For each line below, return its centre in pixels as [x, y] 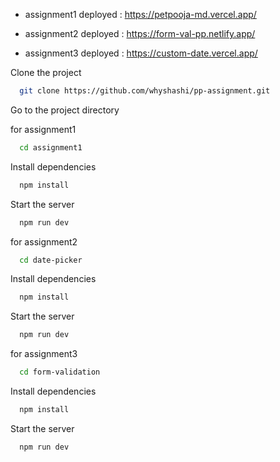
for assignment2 [44, 241]
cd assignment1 [51, 147]
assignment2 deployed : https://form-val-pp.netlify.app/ [140, 33]
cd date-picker [51, 260]
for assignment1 [43, 129]
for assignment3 [44, 354]
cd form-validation [60, 372]
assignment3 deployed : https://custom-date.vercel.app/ [141, 53]
